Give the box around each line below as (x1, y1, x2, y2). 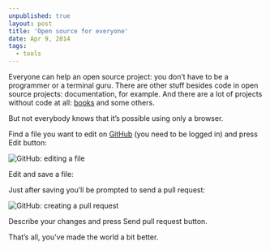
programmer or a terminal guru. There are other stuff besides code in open (8, 80, 259, 90)
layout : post (8, 19, 53, 28)
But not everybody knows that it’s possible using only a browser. (8, 114, 224, 123)
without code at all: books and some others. (8, 98, 156, 107)
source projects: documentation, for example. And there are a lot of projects (8, 89, 263, 98)
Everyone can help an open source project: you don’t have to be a (8, 72, 229, 81)
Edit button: (8, 138, 47, 147)
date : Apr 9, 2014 (8, 34, 71, 43)
